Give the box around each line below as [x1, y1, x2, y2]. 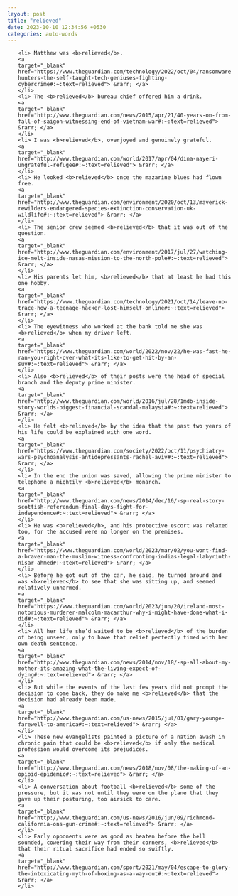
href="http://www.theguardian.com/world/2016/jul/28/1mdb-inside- [17, 398, 219, 405]
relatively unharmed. [17, 584, 82, 592]
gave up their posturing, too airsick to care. [17, 796, 161, 803]
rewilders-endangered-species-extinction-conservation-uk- [17, 205, 197, 212]
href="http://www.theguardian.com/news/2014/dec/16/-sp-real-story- [17, 497, 225, 504]
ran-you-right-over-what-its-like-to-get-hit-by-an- [17, 355, 178, 362]
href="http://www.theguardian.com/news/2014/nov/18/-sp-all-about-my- [17, 659, 232, 666]
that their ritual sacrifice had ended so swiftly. [17, 846, 174, 853]
